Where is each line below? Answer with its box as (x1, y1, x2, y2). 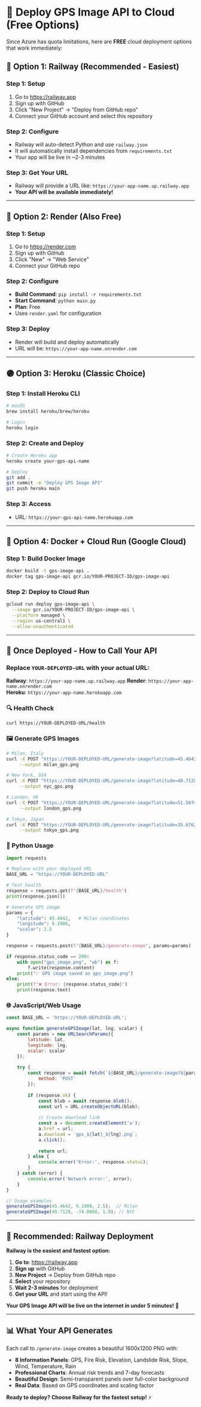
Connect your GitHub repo (14, 262, 80, 269)
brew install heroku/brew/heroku (6, 408, 90, 415)
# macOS (6, 403, 26, 409)
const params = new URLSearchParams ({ (17, 1031, 114, 1038)
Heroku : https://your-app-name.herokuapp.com (6, 689, 122, 696)
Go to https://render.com (14, 242, 77, 250)
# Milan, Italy (6, 750, 44, 756)
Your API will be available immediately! (14, 189, 114, 196)
